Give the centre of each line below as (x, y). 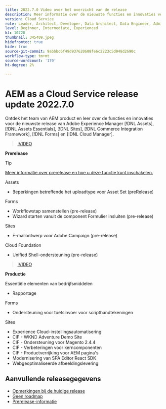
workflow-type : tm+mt (27, 56)
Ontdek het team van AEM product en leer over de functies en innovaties (79, 118)
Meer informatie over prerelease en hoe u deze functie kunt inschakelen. (79, 173)
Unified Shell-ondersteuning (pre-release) (55, 255)
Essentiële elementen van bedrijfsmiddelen (49, 284)
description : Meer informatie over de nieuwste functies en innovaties (80, 14)
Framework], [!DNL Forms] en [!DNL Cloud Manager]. (60, 134)
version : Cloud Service (30, 19)
